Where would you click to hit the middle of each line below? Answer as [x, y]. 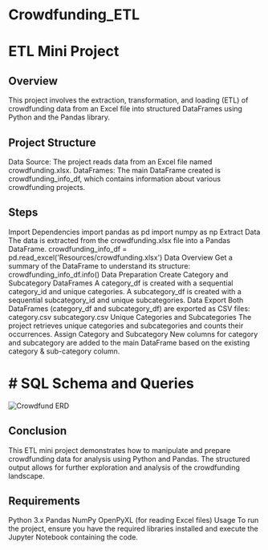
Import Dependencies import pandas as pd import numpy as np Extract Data [134, 232]
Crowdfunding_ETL [74, 15]
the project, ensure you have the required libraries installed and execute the [133, 529]
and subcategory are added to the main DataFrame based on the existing [129, 342]
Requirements [44, 501]
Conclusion [38, 431]
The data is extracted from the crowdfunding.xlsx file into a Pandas [120, 240]
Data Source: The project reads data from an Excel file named [110, 162]
